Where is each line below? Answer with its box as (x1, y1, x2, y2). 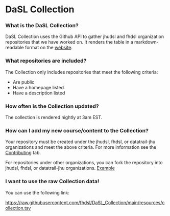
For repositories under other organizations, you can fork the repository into (5, 160, 163, 166)
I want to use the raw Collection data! (5, 178, 100, 185)
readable (5, 45, 24, 51)
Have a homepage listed (12, 84, 64, 90)
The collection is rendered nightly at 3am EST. (5, 114, 103, 121)
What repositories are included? (5, 57, 87, 65)
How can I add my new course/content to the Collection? (5, 127, 149, 134)
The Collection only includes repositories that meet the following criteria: (5, 69, 158, 75)
